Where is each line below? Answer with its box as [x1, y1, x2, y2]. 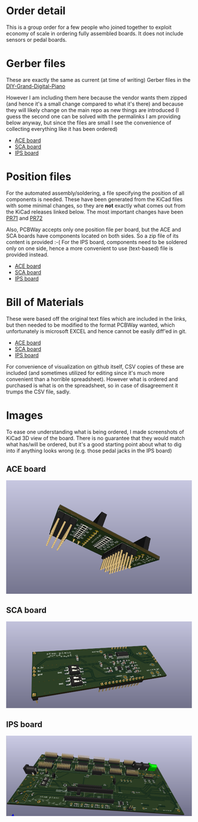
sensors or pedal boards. [6, 36, 67, 43]
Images [6, 409, 43, 422]
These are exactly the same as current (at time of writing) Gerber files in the [6, 76, 191, 83]
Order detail [6, 4, 66, 18]
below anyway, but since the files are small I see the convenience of [6, 119, 172, 126]
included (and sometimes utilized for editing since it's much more [6, 369, 165, 376]
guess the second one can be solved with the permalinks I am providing [6, 113, 181, 120]
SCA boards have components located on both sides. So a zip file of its [6, 232, 179, 239]
